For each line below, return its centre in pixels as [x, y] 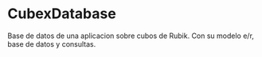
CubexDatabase [62, 14]
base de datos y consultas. [52, 44]
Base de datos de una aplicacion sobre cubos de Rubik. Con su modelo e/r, [131, 36]
